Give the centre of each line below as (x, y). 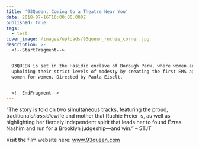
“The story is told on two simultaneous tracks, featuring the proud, (87, 109)
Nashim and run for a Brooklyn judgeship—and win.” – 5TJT (79, 128)
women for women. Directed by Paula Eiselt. (67, 77)
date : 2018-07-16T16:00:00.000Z (46, 17)
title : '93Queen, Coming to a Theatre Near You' (67, 12)
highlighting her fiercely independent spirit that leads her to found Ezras (94, 122)
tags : (13, 28)
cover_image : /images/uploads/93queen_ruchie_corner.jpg (78, 39)
